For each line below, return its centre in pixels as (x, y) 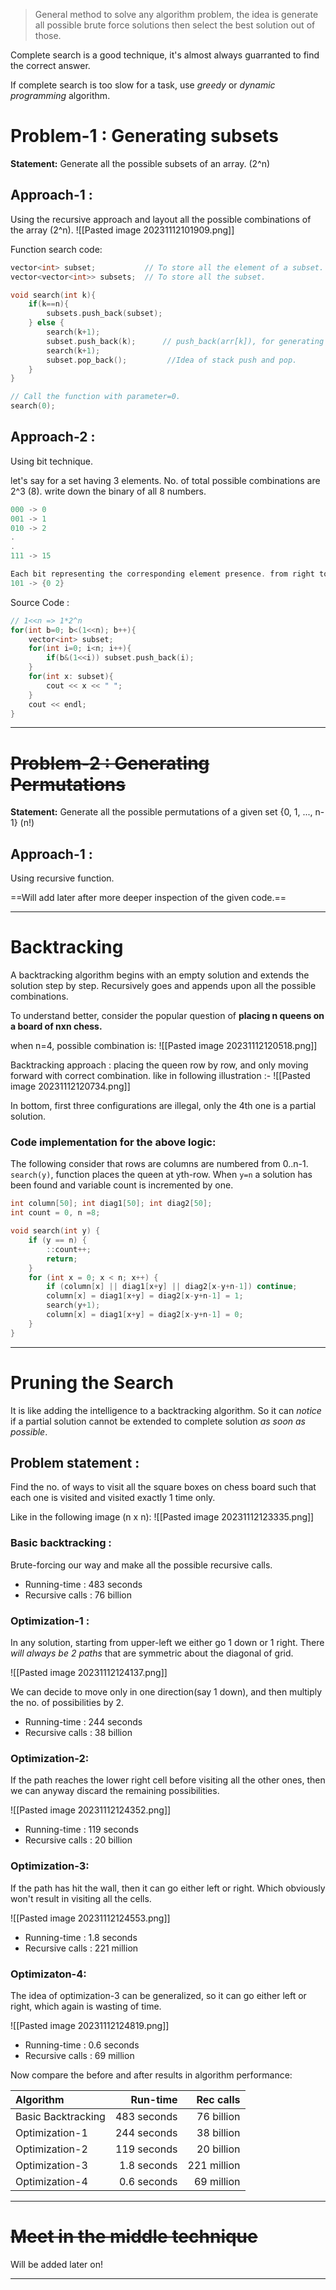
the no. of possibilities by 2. (67, 1703)
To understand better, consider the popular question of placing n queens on (167, 1016)
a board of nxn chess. (56, 1026)
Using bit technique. (52, 461)
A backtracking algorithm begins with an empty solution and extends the (160, 975)
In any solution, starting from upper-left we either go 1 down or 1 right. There (167, 1643)
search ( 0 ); (33, 406)
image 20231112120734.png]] (70, 1086)
